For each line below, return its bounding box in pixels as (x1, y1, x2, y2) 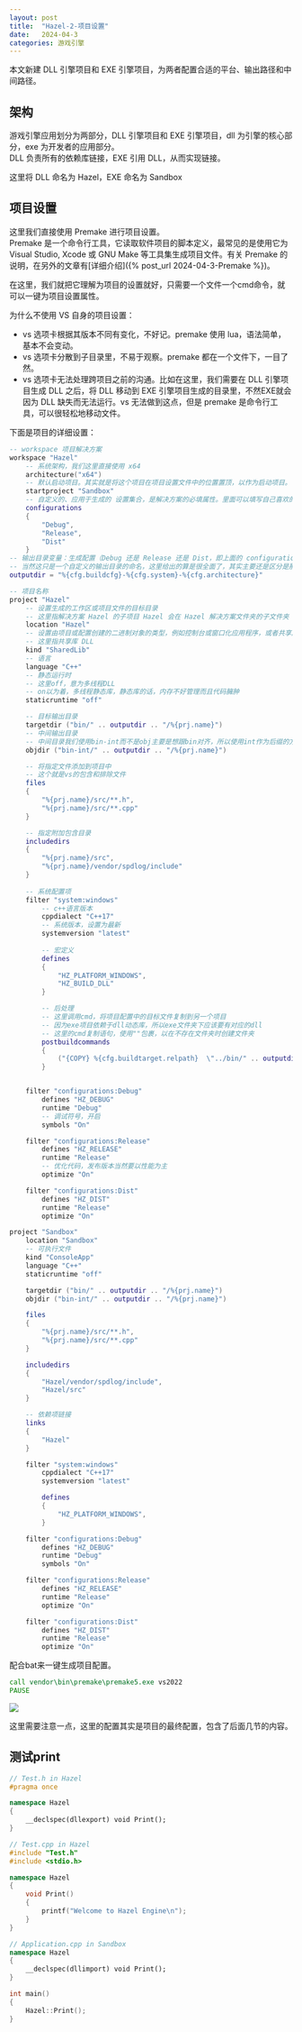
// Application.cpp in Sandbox (9, 1939, 127, 1948)
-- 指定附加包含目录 (25, 828, 92, 838)
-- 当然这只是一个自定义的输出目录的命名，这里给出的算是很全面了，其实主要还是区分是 (9, 563, 289, 572)
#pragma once (9, 1782, 58, 1791)
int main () (9, 1990, 50, 1999)
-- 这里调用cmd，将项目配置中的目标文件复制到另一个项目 (41, 1012, 226, 1021)
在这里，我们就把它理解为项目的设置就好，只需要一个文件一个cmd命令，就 (9, 279, 286, 289)
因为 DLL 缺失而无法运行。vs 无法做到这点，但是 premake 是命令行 (22, 396, 271, 407)
